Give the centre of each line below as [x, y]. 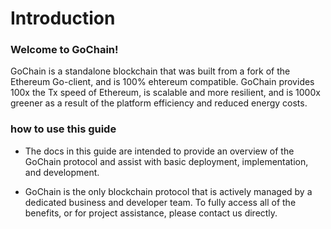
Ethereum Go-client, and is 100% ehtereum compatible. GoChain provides [162, 82]
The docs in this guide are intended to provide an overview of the [159, 151]
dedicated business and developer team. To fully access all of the [160, 202]
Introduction [63, 18]
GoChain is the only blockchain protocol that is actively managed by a [168, 191]
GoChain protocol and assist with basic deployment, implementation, [166, 161]
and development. [62, 172]
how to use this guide [63, 129]
